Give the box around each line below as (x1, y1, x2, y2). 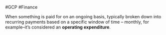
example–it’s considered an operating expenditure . (5, 24, 111, 30)
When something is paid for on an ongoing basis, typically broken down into (5, 14, 162, 19)
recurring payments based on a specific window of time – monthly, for (5, 19, 150, 25)
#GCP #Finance (5, 4, 38, 10)
